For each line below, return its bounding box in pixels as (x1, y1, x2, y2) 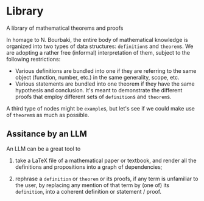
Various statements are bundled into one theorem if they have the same (15, 80, 195, 87)
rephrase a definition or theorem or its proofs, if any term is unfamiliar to (15, 175, 199, 182)
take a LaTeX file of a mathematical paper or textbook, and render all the (15, 157, 197, 164)
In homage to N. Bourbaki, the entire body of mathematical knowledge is (6, 36, 188, 43)
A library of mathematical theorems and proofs (6, 24, 124, 32)
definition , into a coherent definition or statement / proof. (15, 188, 162, 195)
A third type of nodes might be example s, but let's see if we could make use (6, 104, 195, 112)
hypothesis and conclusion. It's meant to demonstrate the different (15, 86, 183, 94)
